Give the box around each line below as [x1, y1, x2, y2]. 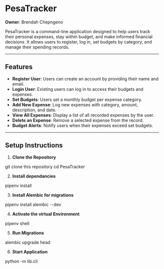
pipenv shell [5, 220, 30, 226]
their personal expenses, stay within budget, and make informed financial [5, 34, 153, 40]
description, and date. [12, 107, 57, 113]
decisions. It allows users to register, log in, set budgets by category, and [5, 39, 152, 44]
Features [5, 63, 33, 71]
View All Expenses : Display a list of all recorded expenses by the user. [12, 112, 155, 118]
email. [12, 81, 24, 87]
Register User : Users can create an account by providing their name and [12, 76, 159, 82]
